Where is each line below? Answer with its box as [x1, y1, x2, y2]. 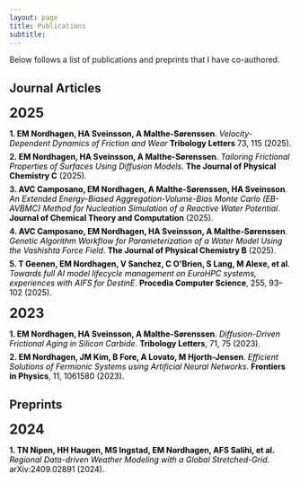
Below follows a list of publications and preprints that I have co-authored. [9, 55, 280, 66]
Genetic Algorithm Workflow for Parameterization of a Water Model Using [9, 235, 283, 247]
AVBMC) [9, 203, 41, 214]
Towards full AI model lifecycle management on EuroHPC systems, [9, 268, 258, 279]
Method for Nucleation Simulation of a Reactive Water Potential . [42, 203, 280, 214]
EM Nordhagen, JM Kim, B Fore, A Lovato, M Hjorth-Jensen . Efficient [18, 352, 278, 363]
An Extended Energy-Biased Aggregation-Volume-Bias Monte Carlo [9, 194, 261, 205]
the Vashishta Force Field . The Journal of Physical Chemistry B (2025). [9, 245, 277, 256]
